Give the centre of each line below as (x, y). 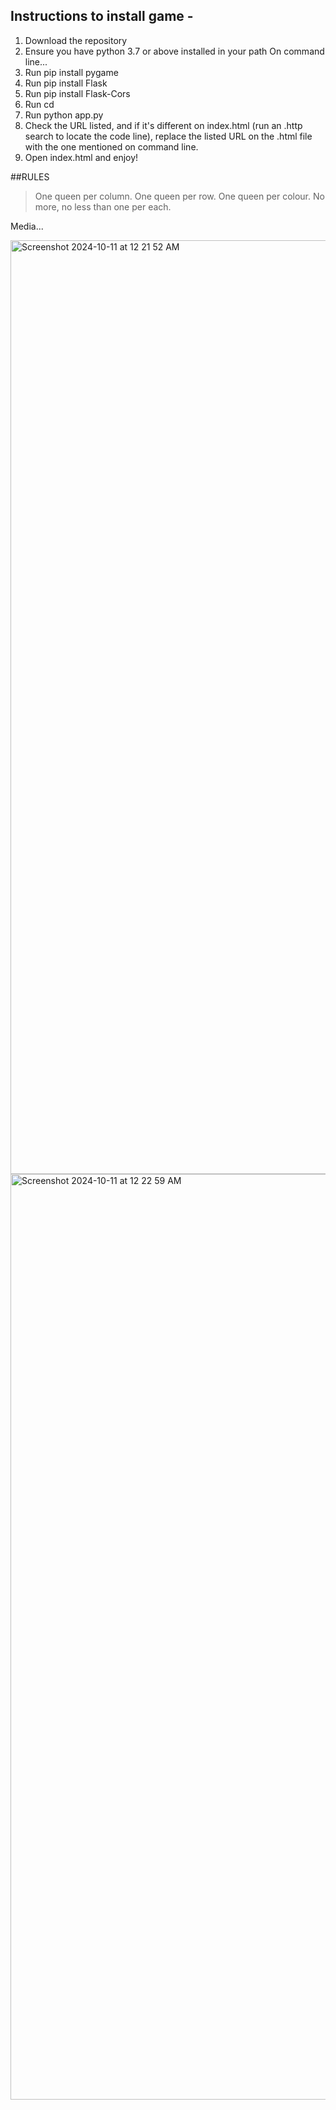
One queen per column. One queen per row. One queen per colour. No (179, 196)
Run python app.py (64, 115)
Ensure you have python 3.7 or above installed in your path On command (174, 51)
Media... (27, 226)
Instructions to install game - (102, 16)
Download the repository (76, 40)
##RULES (30, 176)
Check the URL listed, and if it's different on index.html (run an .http (163, 125)
